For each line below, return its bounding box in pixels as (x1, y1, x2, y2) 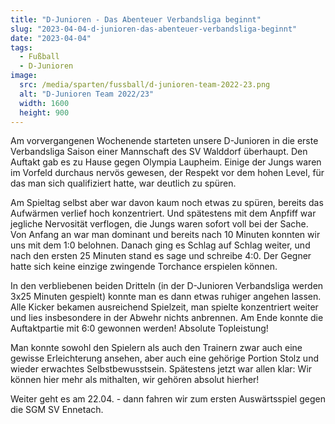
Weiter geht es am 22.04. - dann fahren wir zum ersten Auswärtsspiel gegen (10, 393, 326, 405)
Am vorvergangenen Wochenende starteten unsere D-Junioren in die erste (10, 135, 319, 147)
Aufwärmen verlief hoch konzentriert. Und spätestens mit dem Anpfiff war (10, 207, 317, 220)
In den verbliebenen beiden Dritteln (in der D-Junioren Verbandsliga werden (10, 280, 324, 292)
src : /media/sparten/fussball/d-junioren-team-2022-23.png (19, 80, 271, 90)
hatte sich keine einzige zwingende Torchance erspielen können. (10, 261, 278, 273)
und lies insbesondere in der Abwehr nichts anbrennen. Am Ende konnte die (10, 312, 324, 324)
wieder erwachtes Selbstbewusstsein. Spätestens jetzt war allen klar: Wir (10, 363, 313, 375)
